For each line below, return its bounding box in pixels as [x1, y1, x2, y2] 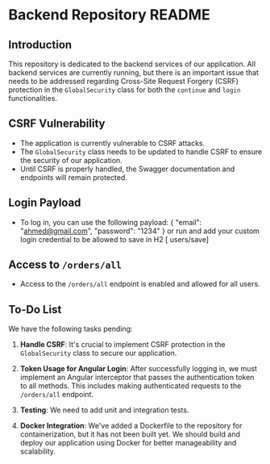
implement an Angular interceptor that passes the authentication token [19, 373, 255, 382]
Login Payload [8, 196, 81, 210]
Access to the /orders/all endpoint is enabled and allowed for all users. [19, 279, 260, 289]
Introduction [8, 38, 73, 52]
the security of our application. [19, 155, 123, 165]
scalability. [19, 446, 56, 457]
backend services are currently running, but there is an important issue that [8, 68, 260, 77]
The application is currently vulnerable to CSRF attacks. [19, 138, 206, 148]
